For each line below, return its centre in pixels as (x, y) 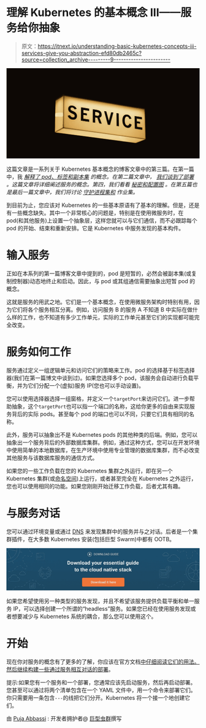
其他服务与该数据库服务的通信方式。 (52, 458)
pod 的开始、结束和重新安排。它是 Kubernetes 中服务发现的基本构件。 (95, 228)
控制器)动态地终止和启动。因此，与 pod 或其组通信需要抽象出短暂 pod (100, 281)
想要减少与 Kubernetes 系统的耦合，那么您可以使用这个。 (84, 616)
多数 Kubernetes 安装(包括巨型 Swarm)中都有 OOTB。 (107, 539)
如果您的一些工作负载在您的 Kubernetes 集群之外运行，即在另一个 (90, 471)
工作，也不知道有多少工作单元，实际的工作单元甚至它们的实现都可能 (108, 317)
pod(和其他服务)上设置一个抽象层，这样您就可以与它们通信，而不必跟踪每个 (102, 220)
